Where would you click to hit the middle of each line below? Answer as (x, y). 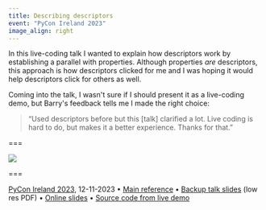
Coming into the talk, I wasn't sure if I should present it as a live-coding (126, 95)
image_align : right (41, 31)
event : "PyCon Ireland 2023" (57, 23)
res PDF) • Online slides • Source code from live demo (99, 198)
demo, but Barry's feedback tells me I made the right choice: (109, 103)
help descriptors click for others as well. (75, 79)
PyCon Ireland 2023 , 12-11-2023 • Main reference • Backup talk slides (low (133, 189)
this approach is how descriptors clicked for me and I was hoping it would (131, 71)
